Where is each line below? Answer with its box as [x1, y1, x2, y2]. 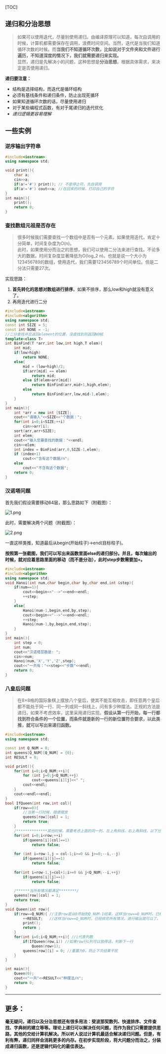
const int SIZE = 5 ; [5, 322, 48, 327]
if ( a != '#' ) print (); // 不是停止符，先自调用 [14, 182, 102, 186]
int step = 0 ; [14, 640, 43, 645]
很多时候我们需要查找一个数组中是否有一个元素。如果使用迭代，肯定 [17, 234, 156, 240]
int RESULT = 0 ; [5, 755, 39, 760]
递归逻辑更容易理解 [12, 111, 52, 117]
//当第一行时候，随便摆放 [23, 810, 68, 815]
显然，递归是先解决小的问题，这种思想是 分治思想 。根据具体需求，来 [17, 59, 156, 64]
